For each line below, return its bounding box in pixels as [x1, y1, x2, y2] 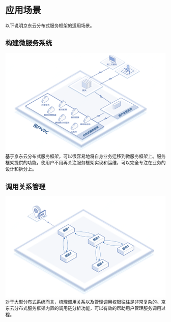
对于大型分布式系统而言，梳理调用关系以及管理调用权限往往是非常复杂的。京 [5, 299, 166, 305]
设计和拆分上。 [5, 166, 37, 172]
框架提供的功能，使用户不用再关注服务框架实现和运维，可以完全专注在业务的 [5, 160, 166, 166]
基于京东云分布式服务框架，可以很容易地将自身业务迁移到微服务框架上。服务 [5, 153, 166, 159]
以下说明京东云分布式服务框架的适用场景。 [5, 22, 95, 28]
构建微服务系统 [5, 39, 52, 47]
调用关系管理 [5, 182, 46, 191]
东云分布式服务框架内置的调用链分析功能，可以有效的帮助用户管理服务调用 [5, 305, 161, 311]
